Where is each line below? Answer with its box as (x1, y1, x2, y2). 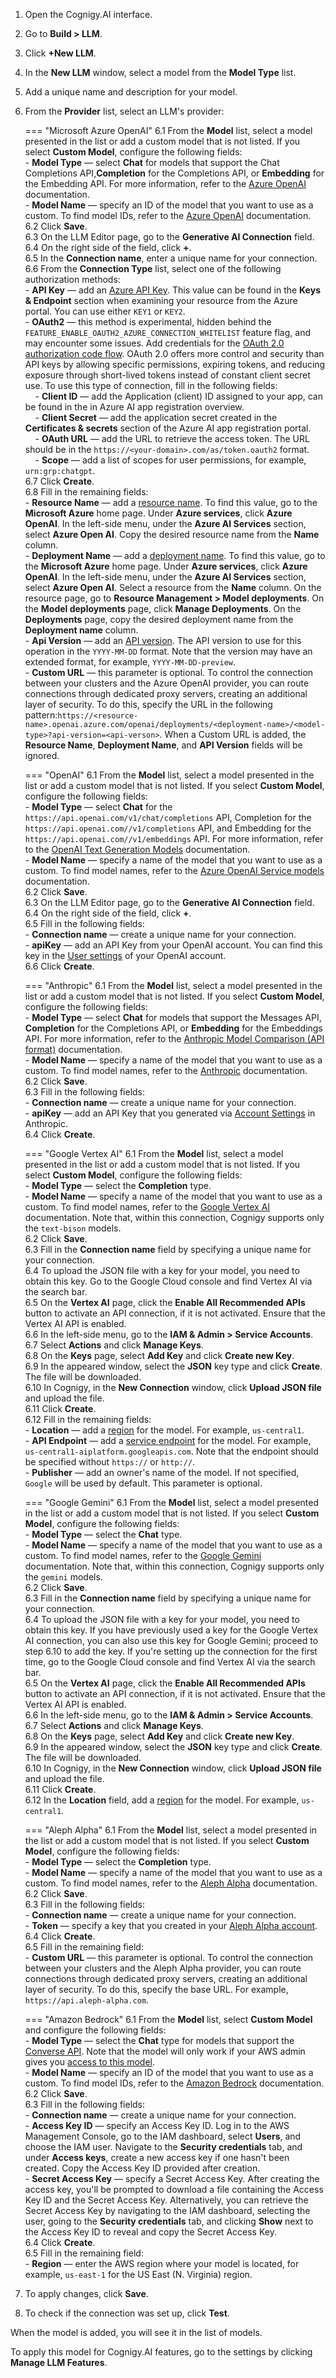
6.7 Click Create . (24, 475, 95, 487)
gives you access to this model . (24, 2056, 155, 2068)
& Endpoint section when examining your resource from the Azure (24, 295, 298, 306)
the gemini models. (24, 1571, 103, 1583)
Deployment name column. (24, 624, 139, 636)
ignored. (24, 750, 60, 761)
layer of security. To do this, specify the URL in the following (24, 699, 273, 710)
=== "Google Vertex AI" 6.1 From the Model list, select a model (24, 1148, 284, 1159)
